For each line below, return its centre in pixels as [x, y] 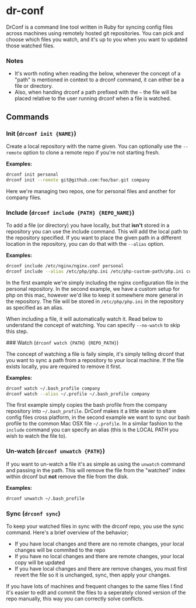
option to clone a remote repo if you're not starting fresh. [92, 152]
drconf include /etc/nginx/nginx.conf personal [65, 266]
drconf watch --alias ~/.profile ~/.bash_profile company [78, 394]
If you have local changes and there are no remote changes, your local [99, 544]
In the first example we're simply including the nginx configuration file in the [97, 283]
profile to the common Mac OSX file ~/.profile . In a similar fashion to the [94, 424]
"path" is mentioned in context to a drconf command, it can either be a [99, 80]
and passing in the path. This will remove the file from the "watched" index [96, 470]
